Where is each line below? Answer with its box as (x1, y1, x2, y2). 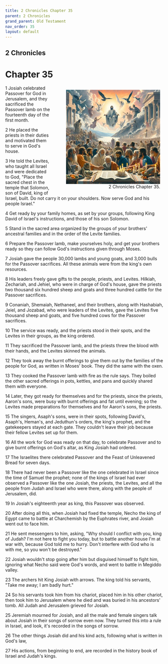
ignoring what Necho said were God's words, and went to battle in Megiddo (5, 562, 161, 568)
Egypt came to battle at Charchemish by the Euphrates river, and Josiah (5, 515, 154, 522)
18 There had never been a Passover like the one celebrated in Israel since (5, 470, 159, 476)
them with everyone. (5, 383, 48, 389)
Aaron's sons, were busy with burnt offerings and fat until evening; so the (5, 398, 157, 404)
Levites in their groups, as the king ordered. (5, 333, 95, 339)
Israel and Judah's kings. (5, 653, 57, 659)
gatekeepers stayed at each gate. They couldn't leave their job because (5, 424, 153, 430)
